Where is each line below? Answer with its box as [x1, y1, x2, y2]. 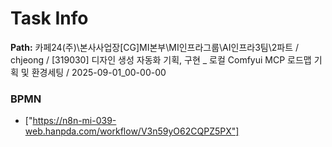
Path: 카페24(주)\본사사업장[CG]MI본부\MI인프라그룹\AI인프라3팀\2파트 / [10, 41, 300, 53]
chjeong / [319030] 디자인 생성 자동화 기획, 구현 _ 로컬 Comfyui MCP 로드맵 [10, 53, 312, 66]
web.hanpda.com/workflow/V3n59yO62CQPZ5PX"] [24, 125, 240, 137]
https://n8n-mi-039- [32, 115, 117, 127]
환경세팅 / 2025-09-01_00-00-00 [31, 66, 167, 78]
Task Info [10, 7, 89, 30]
